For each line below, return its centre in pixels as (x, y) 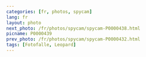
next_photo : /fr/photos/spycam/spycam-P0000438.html (73, 28)
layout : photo (24, 23)
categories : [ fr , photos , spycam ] (49, 12)
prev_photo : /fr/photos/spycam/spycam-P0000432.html (73, 39)
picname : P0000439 (29, 34)
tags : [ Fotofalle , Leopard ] (41, 45)
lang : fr (17, 17)
